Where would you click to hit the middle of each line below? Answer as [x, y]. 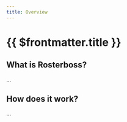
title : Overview [27, 12]
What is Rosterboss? [47, 65]
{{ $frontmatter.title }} [64, 42]
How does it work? [42, 99]
